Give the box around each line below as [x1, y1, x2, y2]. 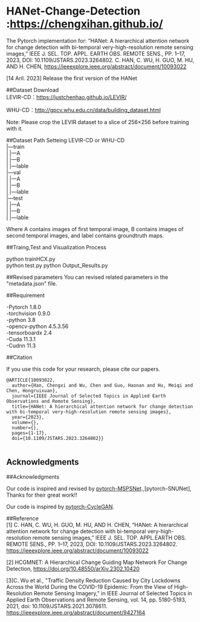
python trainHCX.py [6, 255, 56, 263]
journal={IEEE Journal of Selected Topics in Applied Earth [11, 393, 166, 399]
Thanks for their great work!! [6, 491, 77, 499]
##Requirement [6, 292, 45, 299]
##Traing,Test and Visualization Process [6, 243, 107, 250]
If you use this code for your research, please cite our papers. [6, 365, 160, 373]
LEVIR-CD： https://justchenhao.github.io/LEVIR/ [6, 93, 127, 100]
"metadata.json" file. [6, 280, 57, 287]
